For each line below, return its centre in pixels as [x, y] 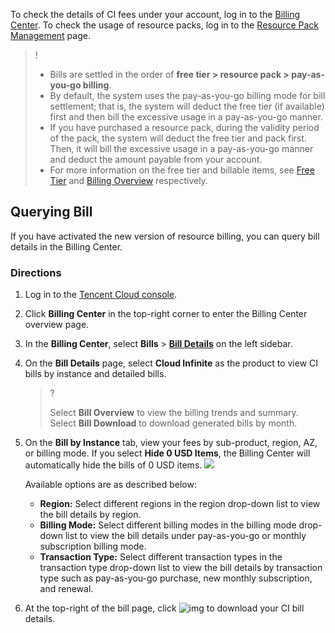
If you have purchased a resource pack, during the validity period [184, 127]
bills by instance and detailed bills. [95, 374]
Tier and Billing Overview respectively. [128, 180]
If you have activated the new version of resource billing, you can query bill [165, 236]
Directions [36, 272]
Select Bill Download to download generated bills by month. [173, 423]
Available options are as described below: [110, 485]
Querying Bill [51, 212]
